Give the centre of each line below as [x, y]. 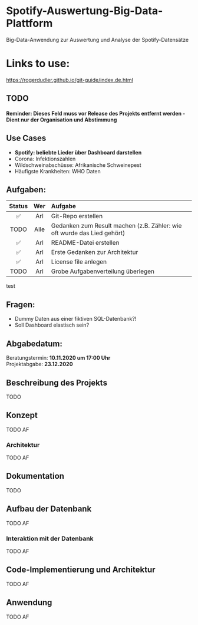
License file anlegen [79, 262]
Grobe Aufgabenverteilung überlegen [103, 271]
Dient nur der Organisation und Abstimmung [62, 120]
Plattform [29, 23]
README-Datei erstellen [85, 243]
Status [19, 206]
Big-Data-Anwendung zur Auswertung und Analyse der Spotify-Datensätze [98, 40]
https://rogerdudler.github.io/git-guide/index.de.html [70, 80]
